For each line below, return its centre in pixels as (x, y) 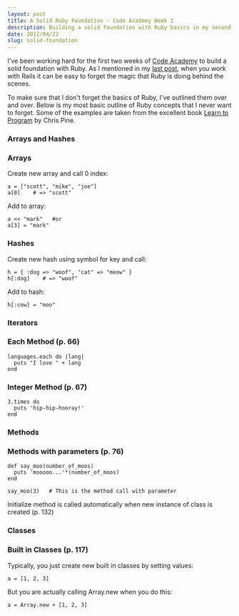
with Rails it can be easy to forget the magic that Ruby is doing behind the (116, 76)
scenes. (19, 84)
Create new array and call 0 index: (58, 174)
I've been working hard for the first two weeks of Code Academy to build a (117, 61)
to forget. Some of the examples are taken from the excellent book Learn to (118, 113)
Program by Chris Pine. (41, 120)
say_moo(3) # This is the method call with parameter (92, 491)
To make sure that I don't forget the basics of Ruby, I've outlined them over (117, 98)
